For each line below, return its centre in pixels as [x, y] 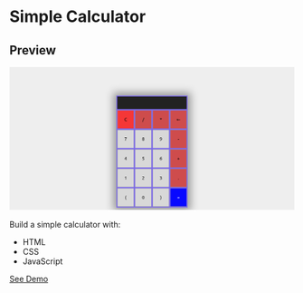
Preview [33, 50]
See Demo [29, 278]
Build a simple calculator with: [65, 224]
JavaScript [43, 261]
